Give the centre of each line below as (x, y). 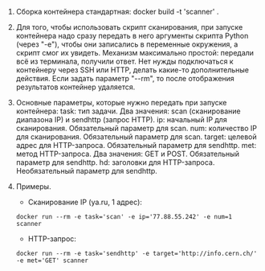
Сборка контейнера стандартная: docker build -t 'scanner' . (117, 12)
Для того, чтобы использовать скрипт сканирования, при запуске (129, 27)
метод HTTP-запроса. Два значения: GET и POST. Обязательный (127, 154)
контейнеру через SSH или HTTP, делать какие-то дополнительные (132, 70)
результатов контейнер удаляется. (75, 87)
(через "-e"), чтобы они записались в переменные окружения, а (127, 44)
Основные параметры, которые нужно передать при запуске (121, 103)
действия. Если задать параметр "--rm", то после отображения (125, 78)
